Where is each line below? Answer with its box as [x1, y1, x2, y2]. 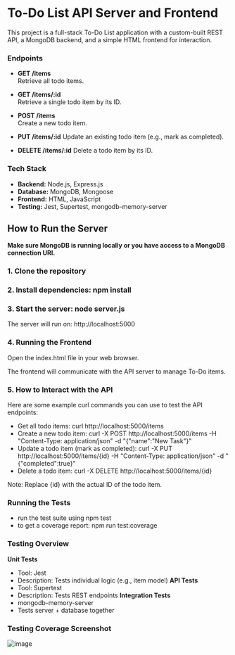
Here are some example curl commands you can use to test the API [7, 401, 203, 409]
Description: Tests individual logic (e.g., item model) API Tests [17, 575, 198, 585]
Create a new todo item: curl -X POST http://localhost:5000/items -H [17, 429, 217, 438]
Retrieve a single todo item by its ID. [17, 98, 122, 106]
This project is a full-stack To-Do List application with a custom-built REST [7, 28, 223, 37]
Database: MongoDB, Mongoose [17, 187, 114, 196]
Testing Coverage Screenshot [7, 623, 112, 633]
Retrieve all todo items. [17, 77, 84, 85]
